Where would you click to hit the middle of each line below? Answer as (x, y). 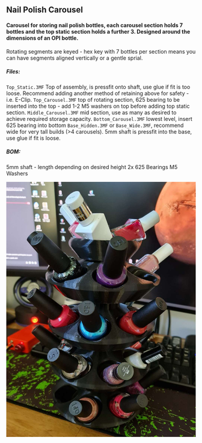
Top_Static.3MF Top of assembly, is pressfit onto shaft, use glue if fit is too (98, 87)
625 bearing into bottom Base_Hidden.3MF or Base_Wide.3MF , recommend (95, 125)
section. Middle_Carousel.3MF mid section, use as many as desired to (91, 112)
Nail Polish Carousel (44, 10)
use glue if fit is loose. (34, 138)
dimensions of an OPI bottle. (42, 38)
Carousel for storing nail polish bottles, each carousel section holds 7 (95, 25)
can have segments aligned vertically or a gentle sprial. (75, 58)
